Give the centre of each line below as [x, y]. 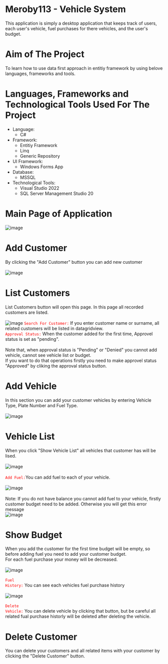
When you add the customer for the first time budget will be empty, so [78, 549]
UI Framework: [28, 161]
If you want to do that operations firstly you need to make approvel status [81, 360]
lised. [11, 456]
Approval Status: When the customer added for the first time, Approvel [79, 334]
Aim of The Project [45, 54]
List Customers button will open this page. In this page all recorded [74, 307]
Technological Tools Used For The [77, 105]
